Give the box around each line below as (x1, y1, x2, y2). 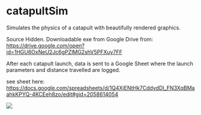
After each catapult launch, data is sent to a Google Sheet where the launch (6, 60, 194, 67)
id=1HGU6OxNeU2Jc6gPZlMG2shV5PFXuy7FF (6, 48, 123, 55)
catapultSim (6, 4, 68, 18)
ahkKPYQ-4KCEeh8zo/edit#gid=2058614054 (6, 90, 119, 98)
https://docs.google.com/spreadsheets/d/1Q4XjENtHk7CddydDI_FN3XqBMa (6, 84, 195, 91)
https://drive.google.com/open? (6, 42, 85, 49)
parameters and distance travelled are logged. (6, 66, 121, 73)
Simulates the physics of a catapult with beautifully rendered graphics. (6, 24, 181, 31)
